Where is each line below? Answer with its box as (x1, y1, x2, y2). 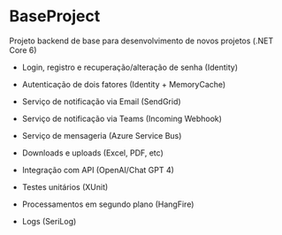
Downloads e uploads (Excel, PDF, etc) (21, 148, 164, 158)
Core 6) (9, 44, 37, 55)
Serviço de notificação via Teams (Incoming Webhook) (21, 113, 223, 124)
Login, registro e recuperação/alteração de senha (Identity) (21, 62, 239, 72)
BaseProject (9, 6, 101, 27)
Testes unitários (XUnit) (21, 181, 109, 192)
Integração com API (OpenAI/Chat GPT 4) (21, 164, 175, 175)
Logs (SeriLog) (21, 216, 77, 226)
